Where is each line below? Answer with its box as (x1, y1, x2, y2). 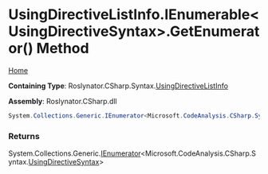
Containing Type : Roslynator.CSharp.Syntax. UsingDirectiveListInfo (8, 81, 229, 91)
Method (36, 40, 89, 57)
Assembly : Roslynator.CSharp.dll (8, 96, 117, 106)
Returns (8, 130, 40, 141)
